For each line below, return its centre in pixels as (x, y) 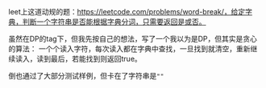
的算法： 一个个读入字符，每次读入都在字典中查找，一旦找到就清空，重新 (129, 49)
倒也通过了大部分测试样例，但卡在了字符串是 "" (86, 76)
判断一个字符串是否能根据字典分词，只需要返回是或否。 (114, 22)
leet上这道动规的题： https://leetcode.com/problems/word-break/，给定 (127, 12)
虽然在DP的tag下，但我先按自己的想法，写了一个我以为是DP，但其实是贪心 (133, 39)
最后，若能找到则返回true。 (96, 59)
